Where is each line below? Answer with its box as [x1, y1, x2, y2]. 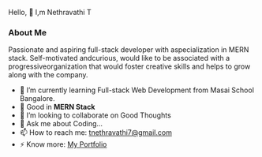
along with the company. [8, 70, 88, 80]
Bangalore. [19, 94, 55, 103]
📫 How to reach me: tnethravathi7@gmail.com [19, 128, 172, 137]
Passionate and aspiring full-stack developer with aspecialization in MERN [8, 45, 249, 54]
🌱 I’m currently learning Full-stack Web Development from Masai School [19, 85, 255, 95]
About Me [8, 27, 47, 38]
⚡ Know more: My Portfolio [19, 140, 107, 149]
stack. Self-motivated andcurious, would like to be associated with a [8, 54, 230, 63]
